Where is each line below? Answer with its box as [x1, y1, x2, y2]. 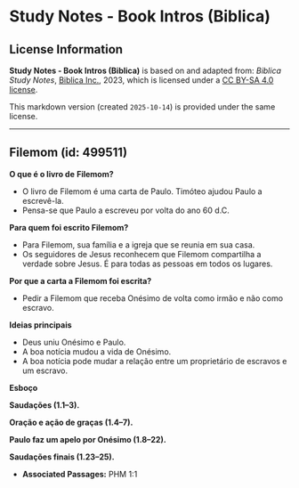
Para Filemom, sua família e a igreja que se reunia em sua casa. [21, 239, 255, 250]
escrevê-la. [21, 195, 64, 206]
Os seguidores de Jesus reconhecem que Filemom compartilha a [21, 248, 262, 259]
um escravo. [21, 365, 69, 376]
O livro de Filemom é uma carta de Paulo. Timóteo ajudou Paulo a [21, 185, 263, 197]
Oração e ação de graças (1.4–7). [9, 417, 133, 427]
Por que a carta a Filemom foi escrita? [9, 275, 152, 286]
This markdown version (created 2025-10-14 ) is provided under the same [9, 102, 276, 112]
